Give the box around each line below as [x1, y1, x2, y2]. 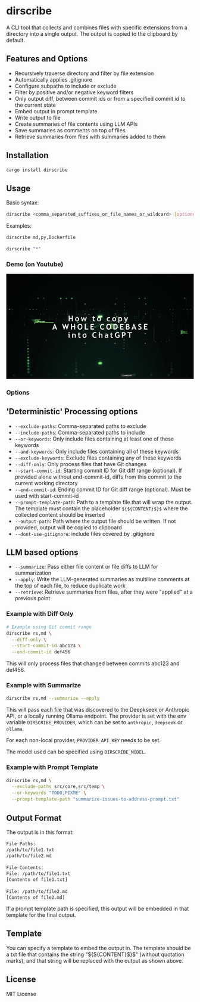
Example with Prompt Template [6, 763, 98, 771]
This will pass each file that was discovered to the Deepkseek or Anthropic [6, 706, 189, 714]
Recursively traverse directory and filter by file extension [14, 70, 154, 77]
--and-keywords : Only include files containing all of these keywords [14, 448, 179, 455]
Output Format [6, 812, 62, 823]
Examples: [6, 222, 32, 229]
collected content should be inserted [14, 511, 105, 518]
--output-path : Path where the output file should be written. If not [14, 517, 176, 525]
